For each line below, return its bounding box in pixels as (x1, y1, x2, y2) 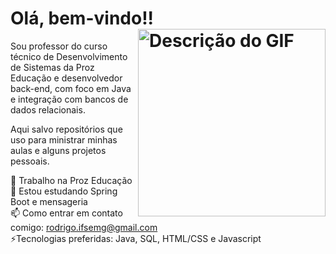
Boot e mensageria (10, 195, 88, 207)
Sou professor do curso (10, 40, 108, 52)
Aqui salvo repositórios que (10, 123, 123, 135)
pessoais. (10, 155, 50, 167)
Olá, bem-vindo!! (10, 7, 155, 30)
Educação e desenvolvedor (10, 72, 123, 84)
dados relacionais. (10, 103, 86, 116)
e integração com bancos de (10, 93, 129, 105)
